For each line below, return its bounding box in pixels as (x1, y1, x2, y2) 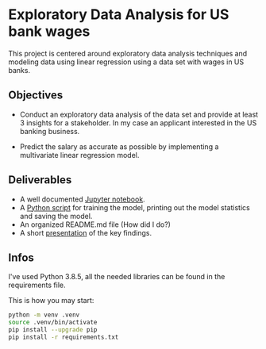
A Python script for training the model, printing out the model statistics (19, 202, 250, 212)
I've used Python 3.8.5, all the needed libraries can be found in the (8, 272, 226, 282)
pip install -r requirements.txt (8, 333, 119, 341)
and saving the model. (19, 211, 93, 221)
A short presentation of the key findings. (19, 228, 152, 237)
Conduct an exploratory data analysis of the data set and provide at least (19, 109, 259, 119)
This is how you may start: (8, 296, 94, 305)
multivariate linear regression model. (19, 150, 140, 159)
